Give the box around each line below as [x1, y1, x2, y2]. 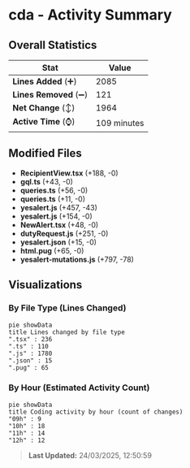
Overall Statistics [8, 38, 97, 52]
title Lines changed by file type [8, 327, 126, 336]
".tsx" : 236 [8, 335, 53, 343]
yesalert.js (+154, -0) [19, 211, 93, 221]
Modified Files [8, 146, 83, 160]
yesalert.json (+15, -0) [19, 237, 97, 247]
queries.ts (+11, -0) [19, 193, 86, 204]
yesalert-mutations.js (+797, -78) [19, 254, 134, 264]
